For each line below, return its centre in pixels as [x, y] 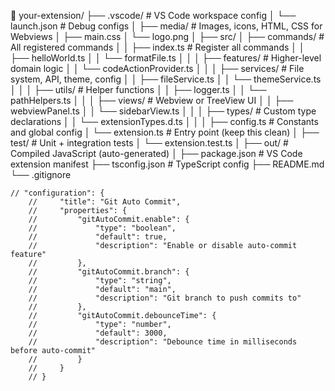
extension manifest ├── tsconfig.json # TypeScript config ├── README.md [167, 164]
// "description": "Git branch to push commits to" [165, 298]
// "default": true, [98, 237]
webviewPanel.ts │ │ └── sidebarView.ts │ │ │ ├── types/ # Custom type [163, 111]
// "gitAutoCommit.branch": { [109, 272]
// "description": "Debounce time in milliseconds [163, 342]
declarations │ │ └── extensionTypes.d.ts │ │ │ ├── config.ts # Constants [164, 121]
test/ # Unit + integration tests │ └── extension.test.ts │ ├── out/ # [149, 143]
